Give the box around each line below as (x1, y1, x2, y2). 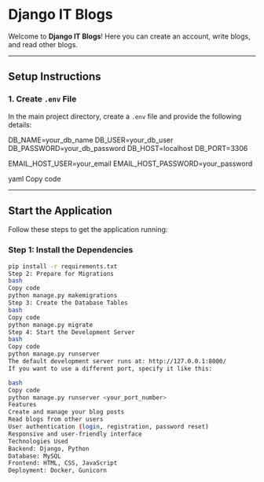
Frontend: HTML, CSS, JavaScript (8, 459, 118, 467)
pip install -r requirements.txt (8, 262, 118, 270)
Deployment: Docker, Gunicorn (8, 466, 108, 475)
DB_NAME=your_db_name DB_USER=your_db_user (8, 135, 174, 145)
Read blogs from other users (8, 415, 104, 424)
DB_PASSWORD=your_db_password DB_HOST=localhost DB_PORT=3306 (8, 143, 248, 153)
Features (8, 401, 37, 409)
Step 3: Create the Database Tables (8, 299, 128, 307)
